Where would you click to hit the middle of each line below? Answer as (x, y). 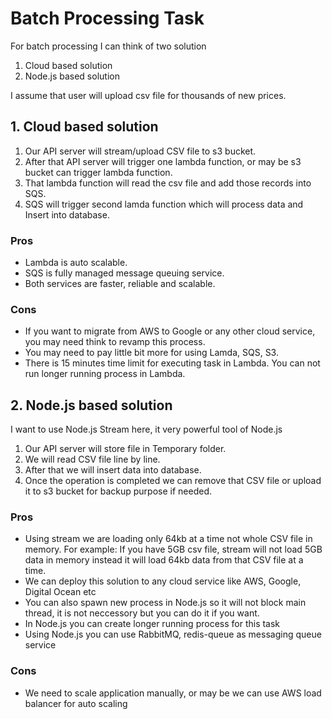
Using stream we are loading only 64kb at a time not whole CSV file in (168, 539)
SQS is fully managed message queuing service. (124, 273)
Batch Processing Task (107, 18)
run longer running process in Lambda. (105, 374)
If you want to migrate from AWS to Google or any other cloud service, (170, 331)
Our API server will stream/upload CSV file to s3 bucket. (140, 151)
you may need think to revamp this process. (115, 342)
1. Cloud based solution (84, 127)
